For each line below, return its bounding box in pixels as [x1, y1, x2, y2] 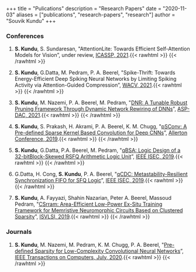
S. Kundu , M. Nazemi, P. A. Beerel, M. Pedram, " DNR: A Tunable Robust [14, 99, 188, 106]
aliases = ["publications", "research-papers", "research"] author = [16, 11, 176, 18]
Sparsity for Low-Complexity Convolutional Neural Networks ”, [35, 247, 184, 254]
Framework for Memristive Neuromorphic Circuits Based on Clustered [14, 207, 183, 214]
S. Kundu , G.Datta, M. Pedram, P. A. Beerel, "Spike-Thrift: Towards [14, 69, 176, 76]
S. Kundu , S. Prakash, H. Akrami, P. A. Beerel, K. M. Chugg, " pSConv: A [14, 123, 187, 130]
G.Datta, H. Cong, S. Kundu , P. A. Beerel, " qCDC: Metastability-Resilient [14, 171, 188, 178]
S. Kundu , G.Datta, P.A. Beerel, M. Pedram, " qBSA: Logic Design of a [14, 147, 181, 154]
